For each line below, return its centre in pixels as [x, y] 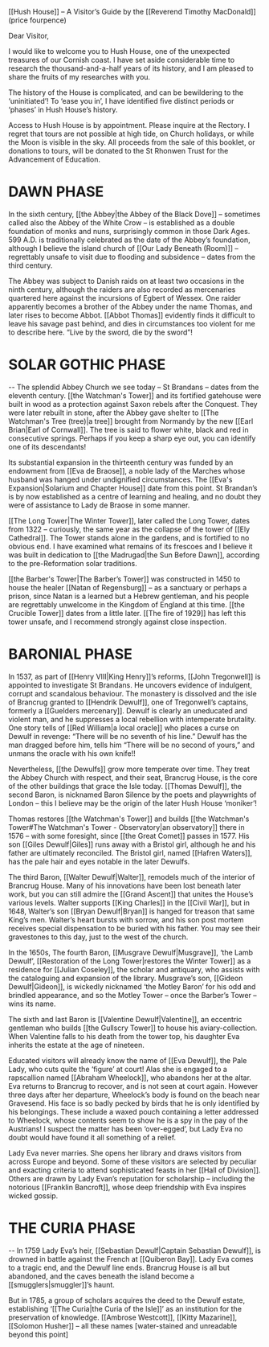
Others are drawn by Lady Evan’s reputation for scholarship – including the [132, 1178]
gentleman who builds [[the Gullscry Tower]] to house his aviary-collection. [133, 1028]
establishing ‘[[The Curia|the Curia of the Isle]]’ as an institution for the [125, 1308]
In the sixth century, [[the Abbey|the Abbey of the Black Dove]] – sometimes [134, 214]
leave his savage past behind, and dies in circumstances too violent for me [132, 323]
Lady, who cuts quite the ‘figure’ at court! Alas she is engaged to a [118, 1069]
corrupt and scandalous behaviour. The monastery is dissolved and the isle [132, 693]
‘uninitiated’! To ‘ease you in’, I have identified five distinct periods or [121, 101]
